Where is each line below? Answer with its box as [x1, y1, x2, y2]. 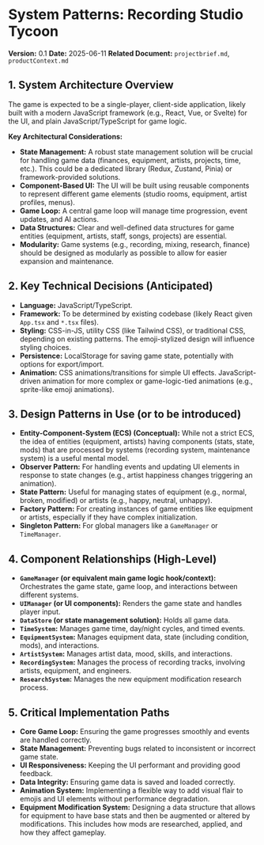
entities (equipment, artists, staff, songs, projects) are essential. [19, 231, 228, 241]
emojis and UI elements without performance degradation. [19, 794, 210, 803]
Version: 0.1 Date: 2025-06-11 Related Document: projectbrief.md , [8, 48, 230, 58]
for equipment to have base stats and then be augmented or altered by [19, 811, 251, 820]
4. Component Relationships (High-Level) [8, 552, 217, 565]
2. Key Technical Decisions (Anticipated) [8, 280, 213, 293]
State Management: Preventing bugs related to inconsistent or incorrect [19, 744, 256, 753]
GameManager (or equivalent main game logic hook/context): [19, 573, 217, 583]
